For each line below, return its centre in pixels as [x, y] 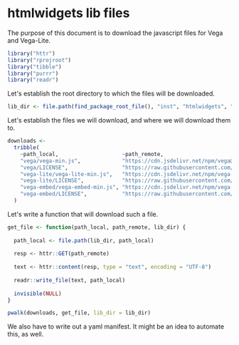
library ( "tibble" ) [34, 67]
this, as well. [26, 334]
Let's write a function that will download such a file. [83, 214]
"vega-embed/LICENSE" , [54, 194]
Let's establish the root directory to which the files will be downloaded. [111, 93]
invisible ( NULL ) [38, 294]
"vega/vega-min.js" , [51, 161]
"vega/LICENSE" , [44, 168]
